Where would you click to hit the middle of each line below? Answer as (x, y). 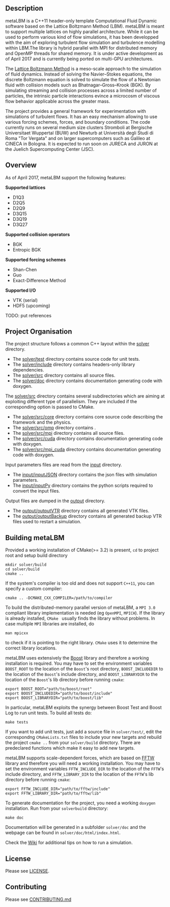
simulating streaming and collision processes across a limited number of (81, 90)
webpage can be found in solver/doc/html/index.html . (63, 833)
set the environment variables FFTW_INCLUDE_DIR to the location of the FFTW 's (85, 769)
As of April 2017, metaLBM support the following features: (66, 177)
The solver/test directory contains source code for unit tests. (76, 359)
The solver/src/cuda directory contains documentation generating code (88, 438)
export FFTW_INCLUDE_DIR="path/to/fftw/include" (58, 789)
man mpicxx (17, 633)
